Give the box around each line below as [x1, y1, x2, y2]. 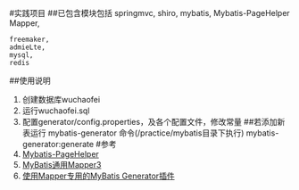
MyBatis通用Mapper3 [21, 160, 102, 169]
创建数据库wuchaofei [21, 95, 101, 104]
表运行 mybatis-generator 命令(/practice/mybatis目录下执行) [21, 128, 245, 138]
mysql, [9, 51, 34, 60]
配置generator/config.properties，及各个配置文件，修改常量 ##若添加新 [21, 117, 286, 127]
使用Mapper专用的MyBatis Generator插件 [21, 170, 176, 181]
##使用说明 [9, 75, 51, 86]
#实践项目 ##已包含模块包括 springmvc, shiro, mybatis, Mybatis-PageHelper [9, 8, 290, 18]
